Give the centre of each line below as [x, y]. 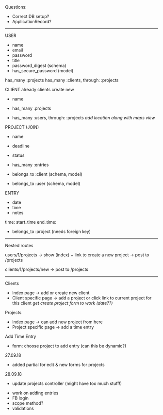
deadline [21, 146]
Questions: [16, 7]
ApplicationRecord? [32, 22]
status [18, 155]
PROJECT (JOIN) [22, 127]
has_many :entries [30, 165]
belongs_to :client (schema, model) [47, 174]
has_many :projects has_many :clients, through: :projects [62, 80]
